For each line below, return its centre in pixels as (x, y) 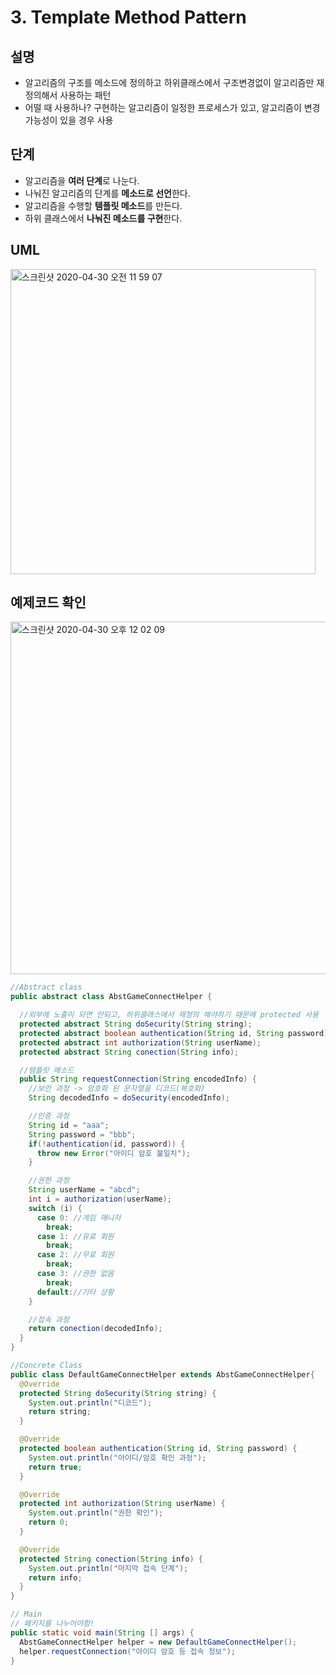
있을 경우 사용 (86, 120)
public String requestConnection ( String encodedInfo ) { (138, 1079)
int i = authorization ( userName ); (100, 1199)
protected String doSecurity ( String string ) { (118, 1393)
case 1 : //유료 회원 (75, 1236)
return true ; (55, 1467)
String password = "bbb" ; (82, 1134)
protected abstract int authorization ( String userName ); (140, 1042)
